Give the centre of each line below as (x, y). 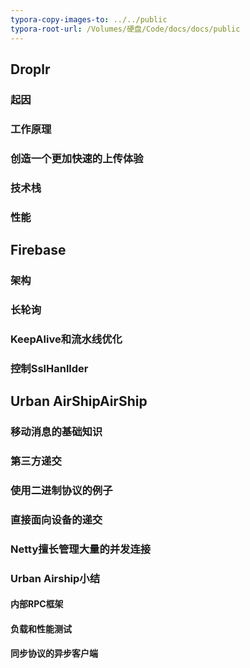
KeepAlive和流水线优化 (66, 339)
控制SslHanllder (49, 368)
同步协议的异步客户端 (54, 653)
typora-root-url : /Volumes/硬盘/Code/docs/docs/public (125, 29)
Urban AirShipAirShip (79, 401)
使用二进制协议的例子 (61, 490)
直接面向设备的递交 (56, 519)
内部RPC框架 (37, 604)
